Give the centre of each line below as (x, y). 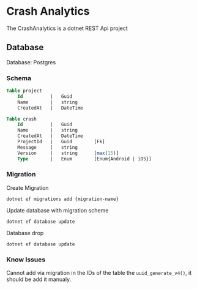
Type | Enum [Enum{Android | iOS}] (84, 159)
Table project (24, 91)
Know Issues (26, 260)
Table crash (21, 119)
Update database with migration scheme (58, 210)
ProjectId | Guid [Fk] (61, 142)
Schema (19, 78)
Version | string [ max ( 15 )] (68, 153)
